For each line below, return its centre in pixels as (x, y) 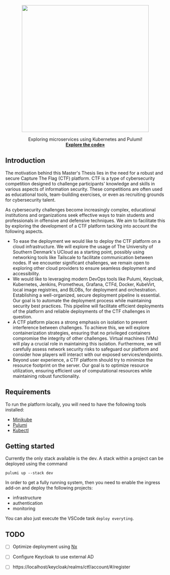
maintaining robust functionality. (46, 376)
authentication (28, 503)
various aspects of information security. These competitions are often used (84, 189)
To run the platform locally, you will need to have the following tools (76, 404)
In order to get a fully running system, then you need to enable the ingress (83, 483)
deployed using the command (36, 464)
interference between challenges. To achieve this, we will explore (81, 327)
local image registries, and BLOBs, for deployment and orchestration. (85, 290)
